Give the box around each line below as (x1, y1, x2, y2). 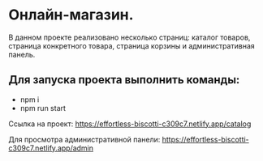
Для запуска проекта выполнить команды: (8, 73, 240, 87)
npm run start (19, 103, 67, 112)
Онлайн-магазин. (8, 6, 134, 24)
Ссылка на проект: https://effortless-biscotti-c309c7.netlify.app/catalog (8, 119, 252, 129)
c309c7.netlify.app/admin (8, 143, 94, 153)
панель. (8, 49, 36, 59)
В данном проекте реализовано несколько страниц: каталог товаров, (8, 32, 251, 42)
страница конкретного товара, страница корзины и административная (8, 40, 256, 50)
